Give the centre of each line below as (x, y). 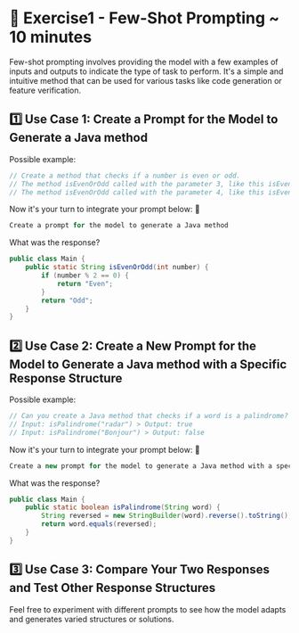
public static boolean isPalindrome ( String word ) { (123, 507)
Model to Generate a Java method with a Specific (148, 364)
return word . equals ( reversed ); (99, 524)
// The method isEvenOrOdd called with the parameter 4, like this (137, 192)
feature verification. (45, 90)
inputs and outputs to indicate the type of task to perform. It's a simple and (146, 71)
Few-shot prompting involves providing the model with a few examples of (144, 62)
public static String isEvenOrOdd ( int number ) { (117, 267)
